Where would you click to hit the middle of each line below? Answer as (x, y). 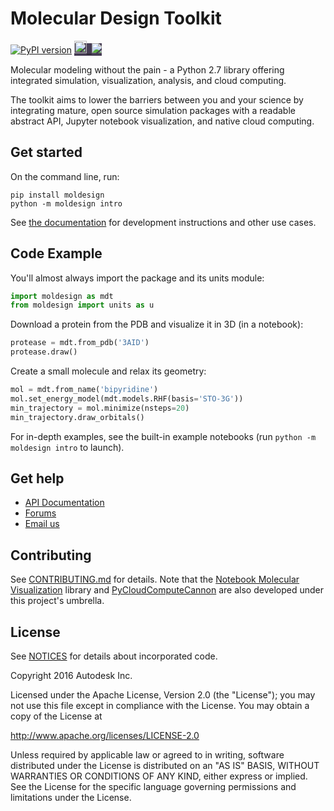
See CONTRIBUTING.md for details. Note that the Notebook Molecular (155, 579)
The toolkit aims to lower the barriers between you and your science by (157, 99)
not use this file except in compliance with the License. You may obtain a (160, 705)
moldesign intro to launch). (67, 447)
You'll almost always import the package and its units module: (137, 278)
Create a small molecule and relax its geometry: (108, 371)
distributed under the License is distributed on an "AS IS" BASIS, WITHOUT (165, 765)
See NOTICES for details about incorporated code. (114, 656)
